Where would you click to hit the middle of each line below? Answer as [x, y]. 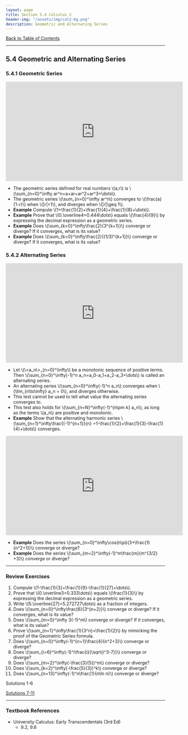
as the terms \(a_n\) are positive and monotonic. [63, 413]
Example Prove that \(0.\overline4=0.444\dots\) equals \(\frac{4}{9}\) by [89, 215]
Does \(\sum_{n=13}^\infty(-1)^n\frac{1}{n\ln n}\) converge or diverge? [86, 673]
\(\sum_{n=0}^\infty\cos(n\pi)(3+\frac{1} [108, 543]
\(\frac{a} [152, 199]
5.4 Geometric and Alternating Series [66, 59]
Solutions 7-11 [20, 693]
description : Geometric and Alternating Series [57, 24]
